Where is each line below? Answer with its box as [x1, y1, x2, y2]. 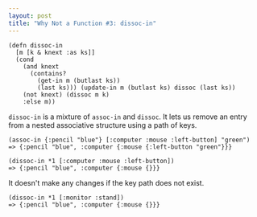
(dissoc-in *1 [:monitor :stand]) [8, 194, 125, 202]
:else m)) [23, 97, 56, 105]
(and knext [23, 62, 60, 71]
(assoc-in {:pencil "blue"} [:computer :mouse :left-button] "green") [8, 136, 251, 144]
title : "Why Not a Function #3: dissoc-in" [8, 19, 157, 27]
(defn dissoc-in [8, 41, 63, 49]
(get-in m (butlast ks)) [37, 76, 121, 84]
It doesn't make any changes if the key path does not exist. [8, 178, 205, 187]
